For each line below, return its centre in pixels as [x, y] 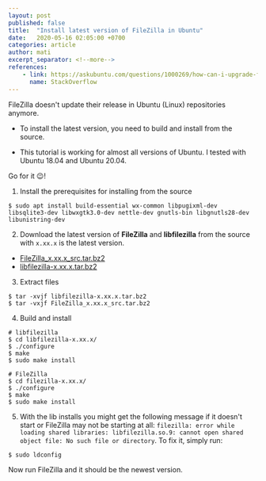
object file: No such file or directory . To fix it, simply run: [121, 440]
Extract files [39, 281]
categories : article [42, 45]
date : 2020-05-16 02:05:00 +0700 [67, 38]
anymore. [24, 113]
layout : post [30, 15]
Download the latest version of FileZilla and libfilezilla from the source [135, 234]
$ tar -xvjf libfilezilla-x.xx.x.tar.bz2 [78, 296]
